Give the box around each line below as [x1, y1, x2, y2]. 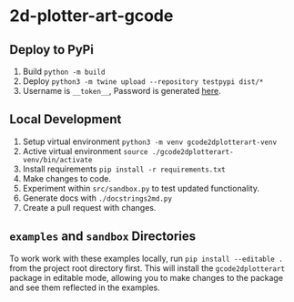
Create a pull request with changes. [22, 202, 157, 213]
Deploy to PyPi [9, 42, 94, 57]
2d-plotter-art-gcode [9, 5, 174, 26]
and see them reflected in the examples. [9, 282, 161, 293]
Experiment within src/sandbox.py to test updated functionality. [22, 182, 259, 193]
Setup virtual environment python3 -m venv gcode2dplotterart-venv [22, 136, 278, 147]
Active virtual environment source [22, 145, 148, 156]
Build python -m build [22, 66, 106, 77]
